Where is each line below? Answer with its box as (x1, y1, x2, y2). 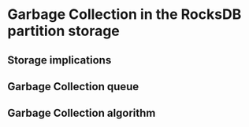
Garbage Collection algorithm (7, 107, 156, 120)
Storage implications (7, 53, 112, 67)
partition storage (7, 22, 120, 40)
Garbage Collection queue (7, 80, 139, 93)
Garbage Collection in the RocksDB (7, 5, 242, 24)
